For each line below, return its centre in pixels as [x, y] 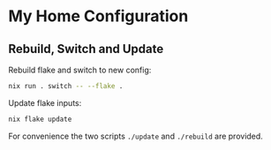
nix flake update [40, 119]
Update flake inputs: [45, 102]
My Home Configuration [98, 16]
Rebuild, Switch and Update [86, 49]
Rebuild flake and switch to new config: [80, 70]
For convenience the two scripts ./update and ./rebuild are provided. [136, 136]
